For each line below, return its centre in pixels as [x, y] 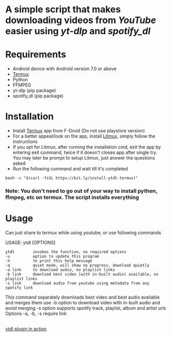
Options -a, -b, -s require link [36, 313]
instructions [25, 142]
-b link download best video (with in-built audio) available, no [82, 274]
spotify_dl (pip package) [38, 96]
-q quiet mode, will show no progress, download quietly [77, 265]
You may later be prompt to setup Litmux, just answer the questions [84, 158]
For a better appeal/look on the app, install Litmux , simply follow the [84, 136]
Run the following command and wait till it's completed [70, 169]
